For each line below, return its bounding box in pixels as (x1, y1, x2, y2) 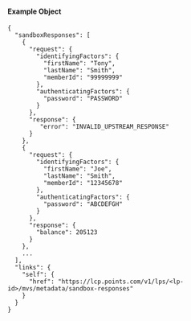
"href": (28, 278, 55, 286)
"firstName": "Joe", (43, 165, 112, 173)
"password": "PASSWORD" (43, 95, 124, 103)
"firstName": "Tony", (43, 60, 116, 68)
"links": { (14, 264, 51, 272)
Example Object (7, 6, 62, 16)
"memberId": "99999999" (43, 73, 124, 82)
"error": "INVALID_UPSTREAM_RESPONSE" (39, 123, 170, 131)
